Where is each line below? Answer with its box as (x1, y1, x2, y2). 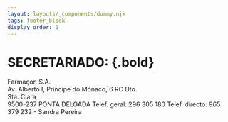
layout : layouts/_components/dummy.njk (7, 10, 126, 18)
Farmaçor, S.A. (7, 77, 51, 86)
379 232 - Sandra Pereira (7, 108, 82, 116)
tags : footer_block (7, 17, 66, 24)
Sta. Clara (7, 93, 37, 101)
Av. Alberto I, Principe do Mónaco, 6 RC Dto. (7, 85, 138, 94)
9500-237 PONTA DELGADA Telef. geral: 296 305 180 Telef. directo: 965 (7, 100, 221, 109)
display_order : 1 (7, 23, 59, 30)
